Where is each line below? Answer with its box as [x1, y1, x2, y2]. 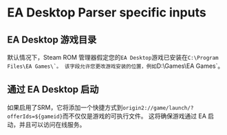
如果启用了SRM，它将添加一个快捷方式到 [7, 103, 123, 111]
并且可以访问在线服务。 [19, 120, 86, 128]
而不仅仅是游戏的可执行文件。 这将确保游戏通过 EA [62, 112, 206, 120]
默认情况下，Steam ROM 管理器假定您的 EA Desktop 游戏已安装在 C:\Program [7, 53, 219, 61]
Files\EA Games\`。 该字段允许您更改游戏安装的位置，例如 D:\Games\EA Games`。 [7, 62, 224, 70]
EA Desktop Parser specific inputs [7, 5, 206, 21]
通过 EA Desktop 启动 [7, 84, 99, 95]
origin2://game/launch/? [122, 104, 194, 111]
